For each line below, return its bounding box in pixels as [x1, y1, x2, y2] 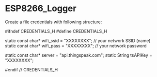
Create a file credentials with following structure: [5, 19, 102, 25]
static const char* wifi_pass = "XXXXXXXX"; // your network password [5, 43, 147, 48]
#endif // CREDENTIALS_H [5, 66, 58, 73]
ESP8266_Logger [5, 3, 77, 14]
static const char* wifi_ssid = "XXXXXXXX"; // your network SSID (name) [5, 37, 151, 44]
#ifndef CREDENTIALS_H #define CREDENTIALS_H [5, 28, 108, 34]
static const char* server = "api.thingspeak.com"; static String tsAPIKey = [5, 52, 153, 58]
